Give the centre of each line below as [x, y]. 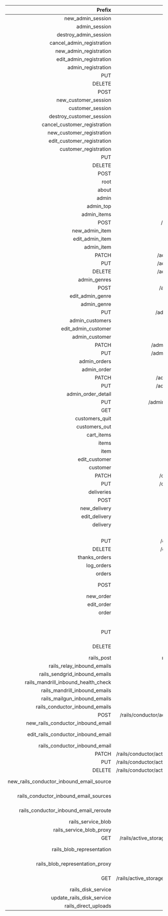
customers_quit [93, 418]
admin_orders [95, 361]
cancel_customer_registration [76, 124]
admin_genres [95, 280]
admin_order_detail [89, 394]
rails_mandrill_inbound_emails [76, 690]
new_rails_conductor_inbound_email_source [59, 782]
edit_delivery [96, 516]
